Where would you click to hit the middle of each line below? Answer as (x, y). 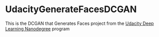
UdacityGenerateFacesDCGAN (71, 9)
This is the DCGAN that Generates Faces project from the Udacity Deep (79, 23)
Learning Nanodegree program (37, 28)
